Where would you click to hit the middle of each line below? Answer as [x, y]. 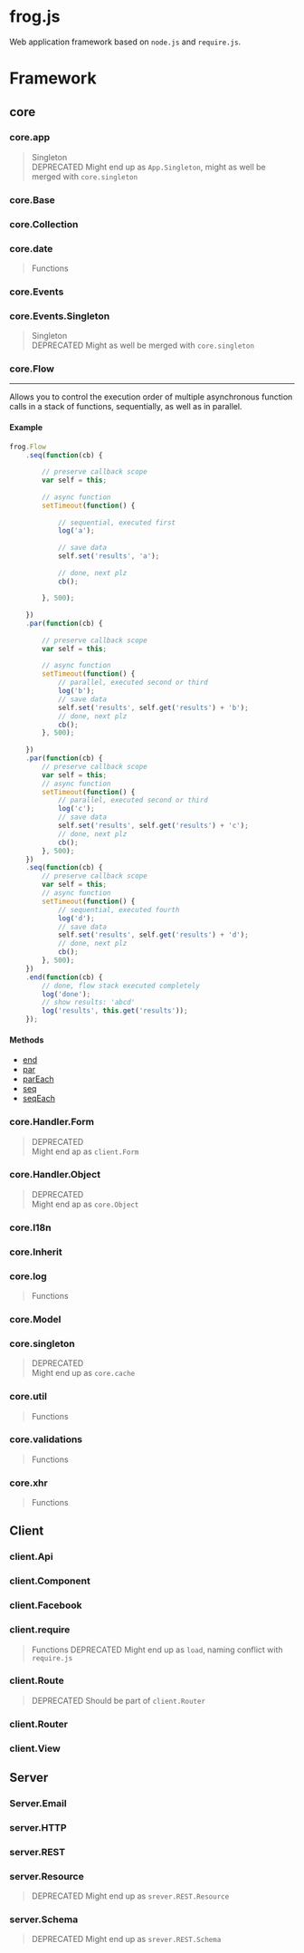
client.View [35, 1748]
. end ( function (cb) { [64, 977]
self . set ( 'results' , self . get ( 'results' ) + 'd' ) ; [153, 935]
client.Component [50, 1581]
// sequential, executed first [117, 523]
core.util [28, 1397]
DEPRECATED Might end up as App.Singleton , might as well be [149, 167]
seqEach [39, 1099]
